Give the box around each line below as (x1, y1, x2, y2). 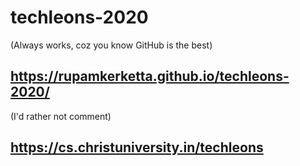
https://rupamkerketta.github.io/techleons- (10, 68, 290, 85)
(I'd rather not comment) (10, 110, 112, 122)
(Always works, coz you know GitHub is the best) (10, 39, 213, 51)
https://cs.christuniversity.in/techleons (10, 139, 264, 156)
